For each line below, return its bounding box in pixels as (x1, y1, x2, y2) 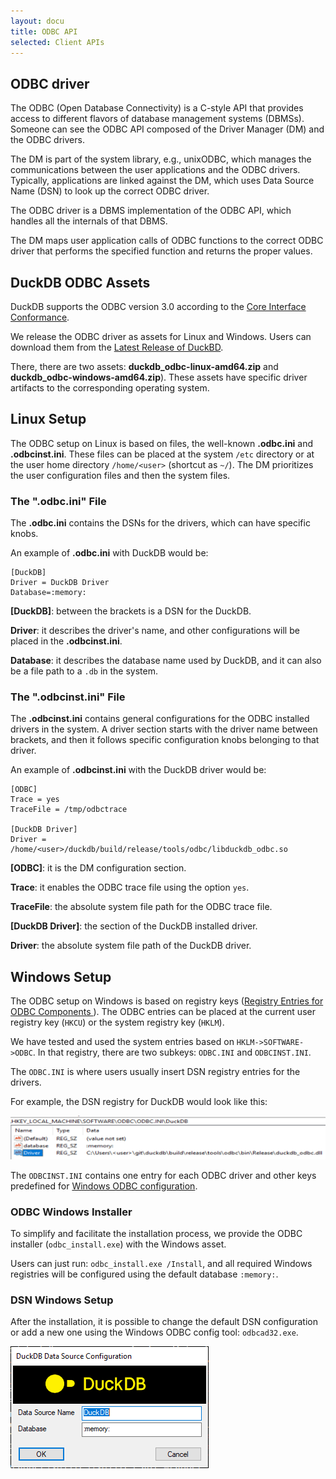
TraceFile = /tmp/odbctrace (10, 805, 128, 815)
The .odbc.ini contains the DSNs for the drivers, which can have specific (10, 517, 311, 529)
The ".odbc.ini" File (10, 494, 107, 508)
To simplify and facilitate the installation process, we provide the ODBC (10, 1227, 303, 1239)
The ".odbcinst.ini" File (10, 690, 126, 704)
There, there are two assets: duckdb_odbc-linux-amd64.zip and (10, 361, 279, 372)
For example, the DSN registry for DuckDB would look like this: (10, 1096, 268, 1108)
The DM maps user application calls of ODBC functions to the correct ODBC (10, 235, 324, 247)
